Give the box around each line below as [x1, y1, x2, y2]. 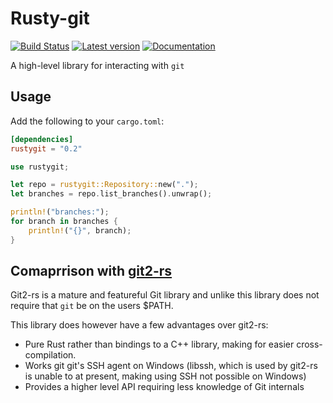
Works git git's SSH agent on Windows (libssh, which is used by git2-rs [24, 360, 318, 372]
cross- [296, 338, 323, 351]
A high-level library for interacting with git [10, 59, 185, 71]
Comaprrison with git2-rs [10, 263, 173, 280]
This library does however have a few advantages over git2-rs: [10, 319, 269, 331]
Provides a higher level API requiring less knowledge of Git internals [24, 381, 305, 393]
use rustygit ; [10, 162, 70, 172]
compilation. [24, 349, 77, 361]
